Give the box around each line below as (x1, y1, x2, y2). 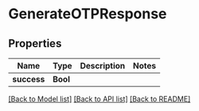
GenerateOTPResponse (8, 5, 167, 23)
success (12, 73, 45, 85)
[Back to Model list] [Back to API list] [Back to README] (8, 94, 191, 104)
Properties (8, 37, 62, 50)
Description (80, 61, 126, 71)
